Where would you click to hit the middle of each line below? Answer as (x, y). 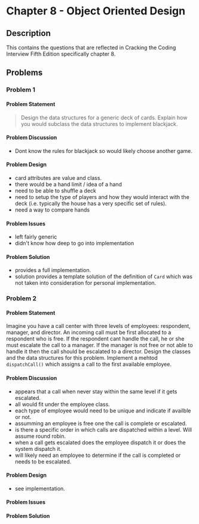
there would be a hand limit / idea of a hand (68, 184)
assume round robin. (40, 436)
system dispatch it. (38, 448)
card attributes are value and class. (58, 177)
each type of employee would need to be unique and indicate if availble (103, 410)
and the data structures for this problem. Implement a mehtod (82, 358)
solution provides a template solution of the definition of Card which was (104, 276)
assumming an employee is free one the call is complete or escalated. (101, 423)
